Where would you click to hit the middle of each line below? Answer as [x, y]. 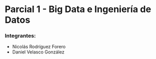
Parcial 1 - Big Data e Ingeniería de [78, 9]
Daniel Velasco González [38, 52]
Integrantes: [20, 36]
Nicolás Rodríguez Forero [39, 47]
